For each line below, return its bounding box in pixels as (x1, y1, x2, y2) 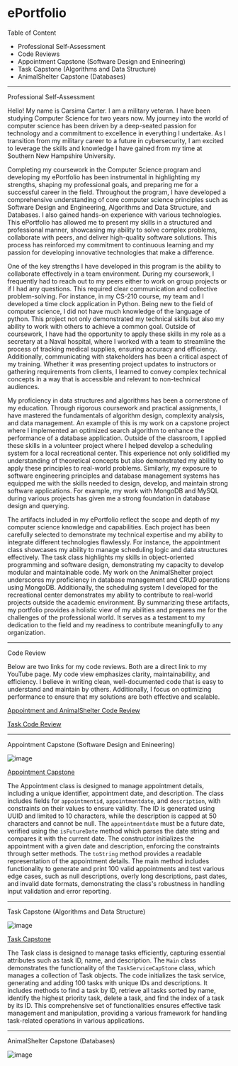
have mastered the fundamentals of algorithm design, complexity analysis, (7, 411, 225, 420)
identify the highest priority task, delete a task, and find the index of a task (7, 994, 225, 1002)
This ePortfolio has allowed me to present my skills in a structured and (7, 218, 212, 226)
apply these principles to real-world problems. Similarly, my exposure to (7, 464, 217, 472)
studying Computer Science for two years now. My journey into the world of (7, 113, 229, 122)
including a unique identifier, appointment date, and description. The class (7, 789, 225, 797)
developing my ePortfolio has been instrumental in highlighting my (7, 172, 200, 181)
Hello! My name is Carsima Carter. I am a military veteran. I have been (7, 106, 211, 115)
